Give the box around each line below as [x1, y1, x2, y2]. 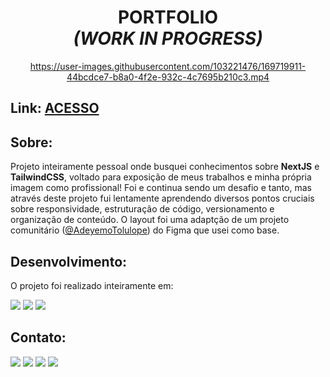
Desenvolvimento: [10, 253, 128, 270]
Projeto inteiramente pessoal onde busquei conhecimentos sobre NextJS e [10, 161, 320, 173]
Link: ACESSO [10, 100, 100, 117]
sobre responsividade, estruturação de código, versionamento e [10, 203, 275, 215]
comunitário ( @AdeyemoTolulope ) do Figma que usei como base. [10, 224, 280, 236]
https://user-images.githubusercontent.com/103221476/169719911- [29, 60, 307, 72]
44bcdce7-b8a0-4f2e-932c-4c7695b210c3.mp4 [66, 71, 270, 83]
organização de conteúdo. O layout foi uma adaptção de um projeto [10, 214, 290, 226]
